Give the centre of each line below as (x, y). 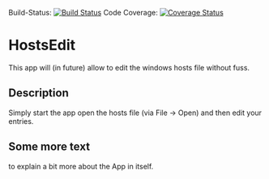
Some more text (49, 147)
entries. (21, 121)
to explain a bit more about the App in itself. (81, 166)
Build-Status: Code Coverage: (83, 13)
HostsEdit (42, 45)
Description (38, 93)
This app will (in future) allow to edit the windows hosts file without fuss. (129, 67)
